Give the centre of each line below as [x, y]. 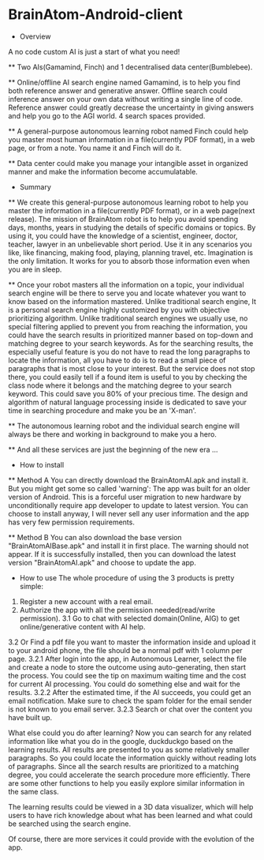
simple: [31, 586]
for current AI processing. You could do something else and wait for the [124, 684]
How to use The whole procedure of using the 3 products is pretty [127, 577]
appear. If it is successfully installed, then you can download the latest [122, 554]
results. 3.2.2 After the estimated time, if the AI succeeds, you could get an [130, 692]
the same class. [33, 791]
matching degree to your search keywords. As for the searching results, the [131, 343]
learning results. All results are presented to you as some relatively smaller [129, 749]
